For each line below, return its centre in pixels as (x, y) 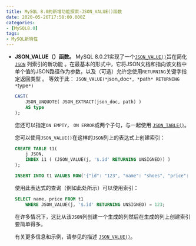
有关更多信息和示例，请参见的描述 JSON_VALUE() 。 (75, 237)
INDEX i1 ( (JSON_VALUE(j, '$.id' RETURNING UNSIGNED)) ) (98, 160)
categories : (21, 22)
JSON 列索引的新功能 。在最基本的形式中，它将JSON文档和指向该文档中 (101, 64)
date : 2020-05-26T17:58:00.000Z (46, 17)
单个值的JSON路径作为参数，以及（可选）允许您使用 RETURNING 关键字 (98, 71)
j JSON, (35, 154)
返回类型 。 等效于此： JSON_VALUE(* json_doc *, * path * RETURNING (100, 79)
